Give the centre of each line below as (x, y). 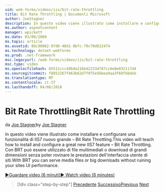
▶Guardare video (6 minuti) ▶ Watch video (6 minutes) (60, 175)
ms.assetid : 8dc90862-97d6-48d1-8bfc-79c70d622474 (58, 46)
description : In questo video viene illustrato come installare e (74, 23)
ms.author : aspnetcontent (31, 28)
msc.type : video (21, 64)
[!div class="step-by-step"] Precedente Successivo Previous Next (83, 185)
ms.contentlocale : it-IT (30, 82)
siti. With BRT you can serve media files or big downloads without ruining (78, 160)
